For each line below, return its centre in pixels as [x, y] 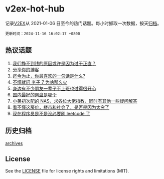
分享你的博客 [26, 69]
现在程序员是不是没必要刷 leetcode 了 [51, 113]
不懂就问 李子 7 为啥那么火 [40, 82]
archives [14, 143]
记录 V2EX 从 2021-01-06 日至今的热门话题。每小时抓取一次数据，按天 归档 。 [84, 23]
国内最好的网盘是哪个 [34, 95]
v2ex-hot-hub [35, 9]
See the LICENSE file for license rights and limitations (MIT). [67, 171]
